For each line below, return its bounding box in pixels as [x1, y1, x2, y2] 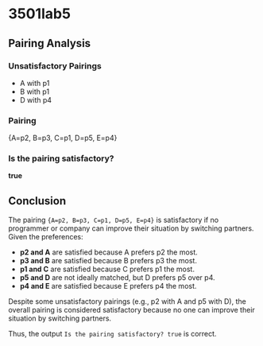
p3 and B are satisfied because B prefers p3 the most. [19, 256, 197, 266]
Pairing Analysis [8, 37, 91, 50]
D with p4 [19, 95, 52, 104]
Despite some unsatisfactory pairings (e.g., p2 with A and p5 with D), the [8, 297, 246, 306]
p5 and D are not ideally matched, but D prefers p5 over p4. [19, 273, 215, 282]
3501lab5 [8, 5, 72, 23]
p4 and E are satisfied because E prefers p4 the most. [19, 282, 197, 291]
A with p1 [19, 78, 50, 87]
